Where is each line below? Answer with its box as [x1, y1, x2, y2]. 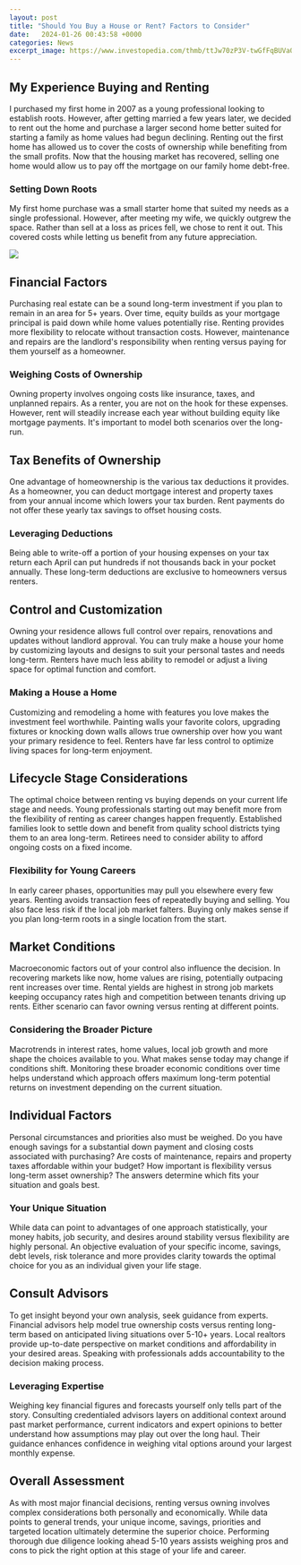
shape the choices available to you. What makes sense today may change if [9, 1053, 289, 1064]
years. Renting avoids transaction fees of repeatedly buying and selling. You [9, 894, 290, 905]
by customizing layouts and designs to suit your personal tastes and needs [9, 645, 285, 656]
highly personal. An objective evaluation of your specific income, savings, [9, 1241, 281, 1251]
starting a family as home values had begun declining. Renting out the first [9, 132, 284, 142]
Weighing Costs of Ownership [9, 368, 143, 381]
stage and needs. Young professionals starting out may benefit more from [9, 804, 282, 815]
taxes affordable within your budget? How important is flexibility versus [9, 1160, 272, 1171]
